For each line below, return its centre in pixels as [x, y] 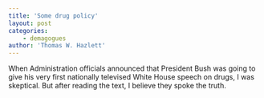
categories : [28, 31]
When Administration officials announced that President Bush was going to [132, 68]
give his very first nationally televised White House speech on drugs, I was [132, 77]
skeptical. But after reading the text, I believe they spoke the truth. [117, 86]
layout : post [30, 23]
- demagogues [45, 38]
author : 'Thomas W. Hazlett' [57, 46]
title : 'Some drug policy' [53, 16]
